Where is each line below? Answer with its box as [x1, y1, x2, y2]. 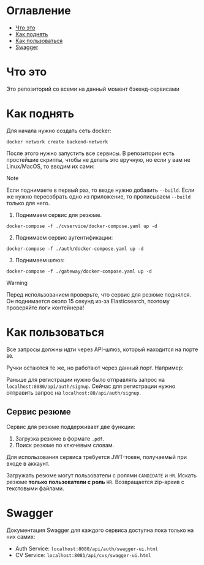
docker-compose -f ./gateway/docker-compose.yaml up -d [6, 268, 152, 275]
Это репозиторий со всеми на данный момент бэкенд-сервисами [6, 85, 179, 93]
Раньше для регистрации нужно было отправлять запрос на [6, 376, 165, 383]
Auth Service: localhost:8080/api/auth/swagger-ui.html [15, 545, 158, 552]
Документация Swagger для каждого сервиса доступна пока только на [6, 526, 194, 534]
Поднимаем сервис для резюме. [15, 211, 102, 218]
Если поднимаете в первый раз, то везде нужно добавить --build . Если [6, 186, 195, 194]
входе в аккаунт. [6, 460, 50, 467]
